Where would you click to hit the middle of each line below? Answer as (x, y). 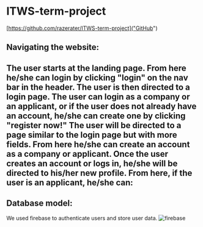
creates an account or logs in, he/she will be (92, 163)
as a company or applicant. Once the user (87, 154)
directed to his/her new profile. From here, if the (99, 173)
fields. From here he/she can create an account (98, 144)
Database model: (39, 204)
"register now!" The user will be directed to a (94, 125)
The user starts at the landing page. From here (96, 68)
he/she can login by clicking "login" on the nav (97, 77)
